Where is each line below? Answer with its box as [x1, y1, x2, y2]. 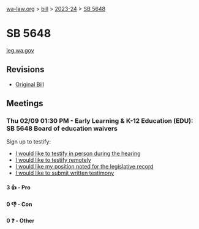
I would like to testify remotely [15, 156, 92, 164]
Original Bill [15, 81, 45, 88]
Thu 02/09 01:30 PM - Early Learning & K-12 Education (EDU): [6, 117, 193, 125]
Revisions [6, 64, 45, 75]
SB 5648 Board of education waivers [6, 125, 118, 133]
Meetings [6, 98, 44, 109]
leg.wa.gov [6, 46, 35, 54]
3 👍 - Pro [6, 184, 31, 191]
